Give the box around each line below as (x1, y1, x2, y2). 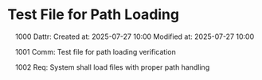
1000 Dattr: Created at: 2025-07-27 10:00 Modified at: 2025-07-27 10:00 (14, 32, 255, 41)
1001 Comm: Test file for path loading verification (14, 47, 176, 56)
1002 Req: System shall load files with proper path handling (14, 62, 210, 72)
